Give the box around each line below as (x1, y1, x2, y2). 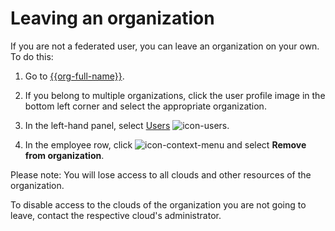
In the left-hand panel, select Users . (24, 119, 230, 131)
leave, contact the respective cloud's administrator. (10, 209, 222, 221)
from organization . (24, 149, 105, 161)
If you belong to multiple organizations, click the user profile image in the (24, 89, 326, 101)
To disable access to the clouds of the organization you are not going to (10, 198, 307, 211)
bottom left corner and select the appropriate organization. (24, 100, 267, 112)
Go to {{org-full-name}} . (24, 70, 125, 82)
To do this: (10, 50, 54, 62)
